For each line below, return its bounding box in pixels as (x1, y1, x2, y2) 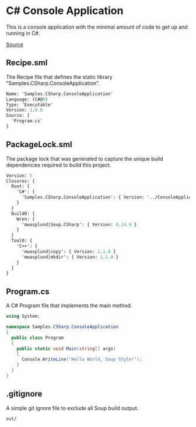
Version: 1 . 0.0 (6, 107, 43, 113)
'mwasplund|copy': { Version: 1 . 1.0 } (21, 248, 116, 255)
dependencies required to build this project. (6, 161, 111, 168)
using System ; (6, 314, 41, 320)
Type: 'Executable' (6, 102, 54, 107)
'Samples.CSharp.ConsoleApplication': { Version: (21, 195, 145, 200)
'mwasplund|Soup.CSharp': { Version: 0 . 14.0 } (21, 221, 137, 227)
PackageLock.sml (6, 140, 72, 150)
